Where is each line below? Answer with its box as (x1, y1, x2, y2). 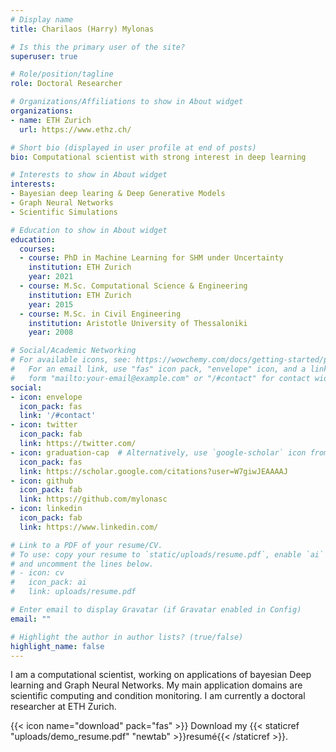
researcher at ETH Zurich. (10, 701, 117, 713)
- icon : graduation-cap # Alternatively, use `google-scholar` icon (10, 447, 307, 458)
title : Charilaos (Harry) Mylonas (10, 24, 155, 34)
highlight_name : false (10, 641, 105, 651)
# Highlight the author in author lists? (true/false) (10, 632, 244, 642)
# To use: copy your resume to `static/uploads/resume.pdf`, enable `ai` (10, 549, 325, 560)
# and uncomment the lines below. (10, 559, 155, 569)
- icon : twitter (10, 420, 78, 430)
